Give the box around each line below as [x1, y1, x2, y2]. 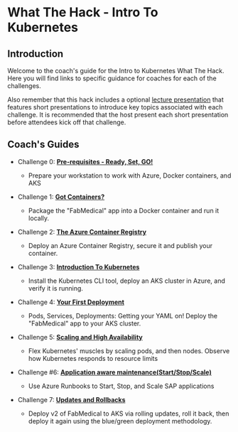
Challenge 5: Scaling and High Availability [17, 333, 144, 341]
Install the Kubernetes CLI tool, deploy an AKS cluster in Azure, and [28, 276, 225, 285]
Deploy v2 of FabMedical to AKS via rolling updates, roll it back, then [28, 409, 229, 418]
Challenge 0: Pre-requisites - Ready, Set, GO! [17, 157, 153, 166]
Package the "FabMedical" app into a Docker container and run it [28, 206, 220, 215]
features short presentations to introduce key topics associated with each [7, 103, 223, 111]
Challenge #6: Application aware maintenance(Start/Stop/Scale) [17, 367, 212, 377]
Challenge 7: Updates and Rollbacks [17, 395, 126, 404]
